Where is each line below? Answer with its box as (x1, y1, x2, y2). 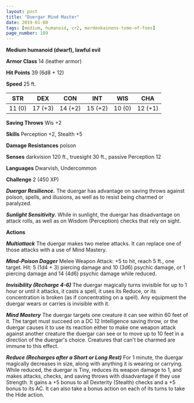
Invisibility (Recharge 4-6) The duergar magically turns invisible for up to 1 (6, 282, 188, 289)
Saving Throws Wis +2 (6, 119, 62, 127)
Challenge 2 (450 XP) (6, 176, 60, 183)
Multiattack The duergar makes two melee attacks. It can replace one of (6, 240, 182, 247)
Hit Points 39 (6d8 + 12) (6, 69, 64, 76)
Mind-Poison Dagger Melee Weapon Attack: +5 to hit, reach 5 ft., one (6, 258, 175, 265)
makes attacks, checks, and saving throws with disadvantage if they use (6, 373, 181, 380)
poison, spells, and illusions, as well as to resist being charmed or (6, 194, 164, 201)
